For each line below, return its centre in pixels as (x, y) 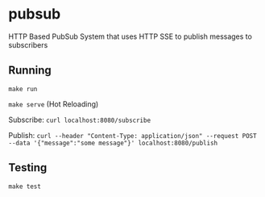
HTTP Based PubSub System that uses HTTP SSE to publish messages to (130, 36)
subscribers (28, 44)
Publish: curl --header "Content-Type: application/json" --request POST (132, 135)
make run (23, 89)
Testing (28, 168)
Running (30, 71)
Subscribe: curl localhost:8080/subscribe (80, 119)
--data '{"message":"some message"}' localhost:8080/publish (113, 143)
